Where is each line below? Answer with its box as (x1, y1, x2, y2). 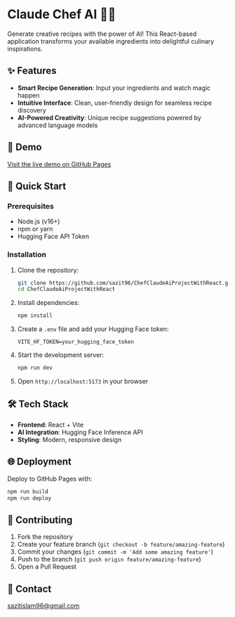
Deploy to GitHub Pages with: (7, 474, 93, 483)
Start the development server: (17, 351, 105, 359)
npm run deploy (7, 495, 52, 502)
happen (17, 91, 40, 99)
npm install (17, 312, 53, 319)
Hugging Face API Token (17, 232, 90, 241)
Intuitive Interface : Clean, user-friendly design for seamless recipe (17, 98, 213, 107)
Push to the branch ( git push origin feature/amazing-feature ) (17, 555, 201, 564)
